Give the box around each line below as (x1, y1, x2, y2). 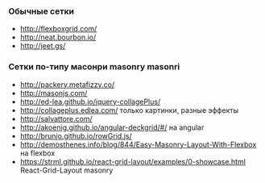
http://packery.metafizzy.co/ (19, 79, 115, 89)
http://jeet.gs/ (19, 41, 66, 51)
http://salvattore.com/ (19, 114, 93, 123)
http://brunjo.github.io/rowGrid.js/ (19, 131, 133, 140)
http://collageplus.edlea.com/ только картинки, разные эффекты (19, 105, 239, 114)
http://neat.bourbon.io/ (19, 32, 97, 42)
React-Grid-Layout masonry (19, 165, 114, 175)
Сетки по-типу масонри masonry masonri (8, 61, 180, 73)
